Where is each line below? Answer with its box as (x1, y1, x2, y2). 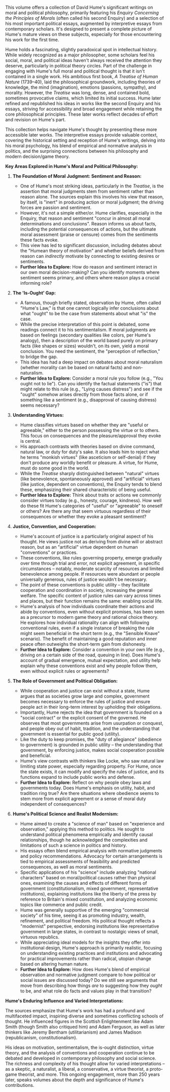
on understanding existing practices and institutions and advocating (20, 950, 162, 956)
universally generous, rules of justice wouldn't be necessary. (20, 576, 148, 582)
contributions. (5, 1082, 35, 1088)
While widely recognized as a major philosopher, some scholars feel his (5, 52, 155, 58)
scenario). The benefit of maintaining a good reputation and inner (20, 636, 157, 642)
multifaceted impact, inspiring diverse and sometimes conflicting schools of (5, 1013, 164, 1019)
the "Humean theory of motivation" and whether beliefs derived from (20, 248, 165, 253)
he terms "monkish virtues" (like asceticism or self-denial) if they (20, 454, 156, 460)
